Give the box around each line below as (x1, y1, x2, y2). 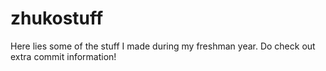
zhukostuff (10, 7, 104, 30)
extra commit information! (10, 50, 117, 62)
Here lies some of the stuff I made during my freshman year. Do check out (10, 40, 316, 52)
